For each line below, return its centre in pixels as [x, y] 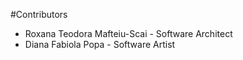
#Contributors [39, 14]
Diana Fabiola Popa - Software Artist [100, 44]
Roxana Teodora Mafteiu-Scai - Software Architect [128, 33]
